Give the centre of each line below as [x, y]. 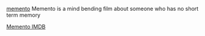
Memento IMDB [26, 27]
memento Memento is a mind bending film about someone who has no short [102, 9]
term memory [24, 15]
